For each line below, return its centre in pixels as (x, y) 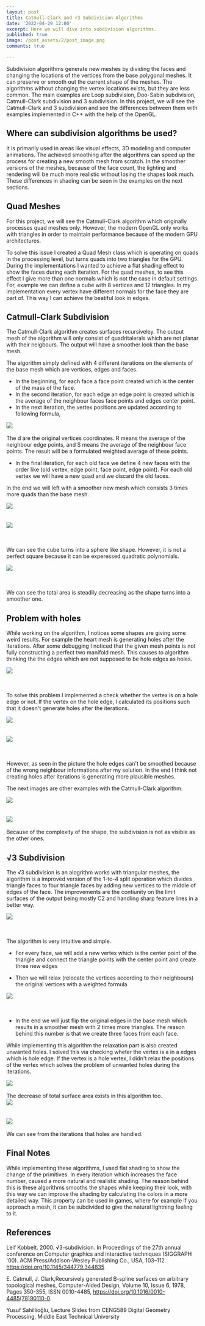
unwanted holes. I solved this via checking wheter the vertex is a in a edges (101, 1052)
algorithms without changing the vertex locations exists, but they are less (98, 88)
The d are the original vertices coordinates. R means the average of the (96, 438)
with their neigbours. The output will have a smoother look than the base (98, 345)
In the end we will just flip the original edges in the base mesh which (101, 1020)
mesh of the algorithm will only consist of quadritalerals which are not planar (103, 338)
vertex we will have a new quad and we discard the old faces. (92, 476)
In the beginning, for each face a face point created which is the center (104, 381)
